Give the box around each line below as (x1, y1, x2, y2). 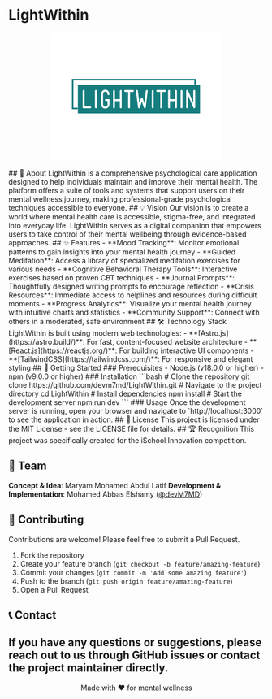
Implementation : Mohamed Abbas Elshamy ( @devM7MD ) (8, 489, 203, 499)
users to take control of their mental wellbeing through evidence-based (8, 229, 247, 239)
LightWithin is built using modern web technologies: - (8, 328, 188, 338)
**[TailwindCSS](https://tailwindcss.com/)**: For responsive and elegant (8, 354, 253, 363)
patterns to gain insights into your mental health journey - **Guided (8, 246, 236, 257)
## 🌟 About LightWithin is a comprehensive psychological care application (8, 168, 257, 178)
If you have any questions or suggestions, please (8, 636, 262, 649)
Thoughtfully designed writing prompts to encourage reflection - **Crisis (8, 281, 254, 291)
